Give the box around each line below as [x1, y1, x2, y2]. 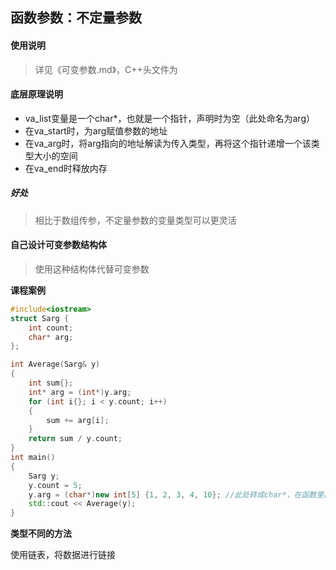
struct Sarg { [10, 313, 70, 323]
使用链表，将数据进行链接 [10, 549, 116, 561]
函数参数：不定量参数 [10, 9, 142, 27]
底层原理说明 [10, 88, 63, 100]
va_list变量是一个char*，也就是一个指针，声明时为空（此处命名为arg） [24, 112, 315, 124]
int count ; [28, 323, 74, 333]
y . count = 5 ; [28, 480, 83, 490]
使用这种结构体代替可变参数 [34, 263, 150, 275]
